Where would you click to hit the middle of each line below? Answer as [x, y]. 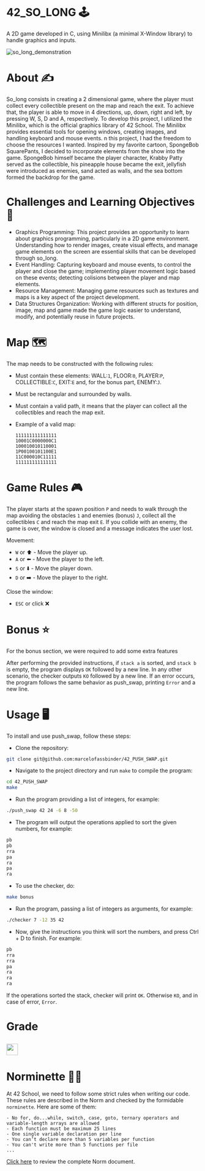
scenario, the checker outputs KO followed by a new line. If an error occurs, [101, 676]
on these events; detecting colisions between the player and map [98, 278]
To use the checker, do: [45, 886]
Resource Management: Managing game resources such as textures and [107, 290]
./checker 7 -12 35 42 [35, 920]
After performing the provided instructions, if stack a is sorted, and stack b [102, 662]
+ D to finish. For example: [48, 938]
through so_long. [36, 258]
